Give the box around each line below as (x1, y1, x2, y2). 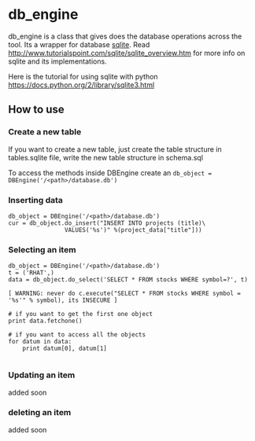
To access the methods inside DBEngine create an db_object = (8, 167, 213, 178)
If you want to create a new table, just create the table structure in (8, 144, 222, 154)
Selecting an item (8, 244, 76, 255)
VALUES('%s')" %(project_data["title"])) (64, 226, 202, 233)
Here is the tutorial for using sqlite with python (8, 72, 159, 81)
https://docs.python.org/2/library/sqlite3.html (8, 80, 155, 90)
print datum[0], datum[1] (22, 344, 108, 353)
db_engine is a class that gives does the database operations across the (8, 31, 242, 41)
